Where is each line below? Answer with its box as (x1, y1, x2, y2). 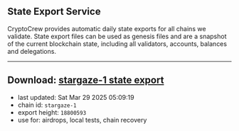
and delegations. (7, 47, 57, 55)
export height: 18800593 (17, 108, 87, 116)
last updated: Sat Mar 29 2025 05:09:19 (17, 93, 134, 101)
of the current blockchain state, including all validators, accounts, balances (7, 39, 228, 48)
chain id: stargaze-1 (17, 101, 77, 109)
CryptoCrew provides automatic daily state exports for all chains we (7, 24, 206, 33)
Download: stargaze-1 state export (7, 74, 164, 86)
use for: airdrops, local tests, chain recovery (17, 115, 147, 124)
